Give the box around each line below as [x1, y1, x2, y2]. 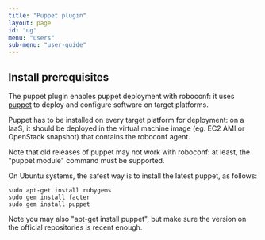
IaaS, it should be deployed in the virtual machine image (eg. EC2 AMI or [8, 124, 245, 133]
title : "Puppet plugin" [8, 11, 87, 20]
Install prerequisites [8, 70, 109, 84]
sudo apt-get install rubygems [8, 186, 112, 194]
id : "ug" [8, 26, 37, 34]
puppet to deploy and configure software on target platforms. [8, 100, 209, 109]
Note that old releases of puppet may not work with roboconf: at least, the [8, 147, 251, 157]
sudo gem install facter [8, 193, 90, 201]
